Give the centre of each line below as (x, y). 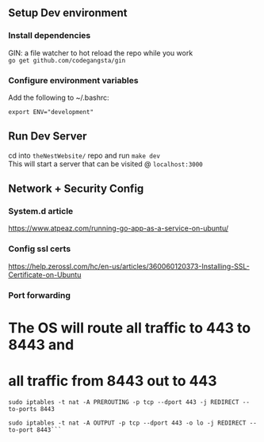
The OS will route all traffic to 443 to (130, 328)
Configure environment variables (73, 80)
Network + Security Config (76, 189)
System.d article (41, 211)
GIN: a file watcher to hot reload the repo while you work (101, 53)
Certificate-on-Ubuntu (45, 274)
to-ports (23, 409)
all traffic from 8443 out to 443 (113, 381)
